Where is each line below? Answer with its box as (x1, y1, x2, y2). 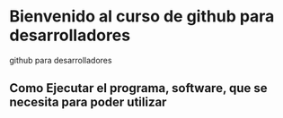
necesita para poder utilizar (9, 95, 167, 110)
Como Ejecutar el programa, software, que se (9, 80, 268, 96)
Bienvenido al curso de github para (9, 6, 275, 27)
